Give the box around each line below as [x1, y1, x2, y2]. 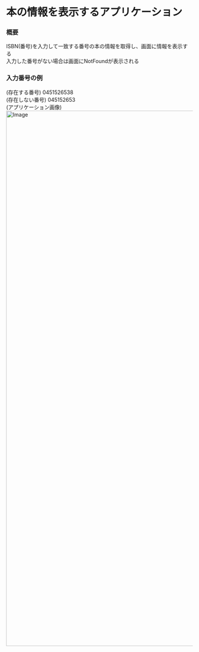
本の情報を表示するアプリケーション [6, 5, 182, 19]
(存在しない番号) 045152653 [6, 96, 76, 103]
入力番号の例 [6, 74, 43, 82]
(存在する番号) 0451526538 [6, 89, 74, 96]
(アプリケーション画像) [6, 104, 62, 111]
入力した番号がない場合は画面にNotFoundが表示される [6, 58, 139, 65]
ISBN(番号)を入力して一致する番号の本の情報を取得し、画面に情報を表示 [6, 43, 183, 50]
